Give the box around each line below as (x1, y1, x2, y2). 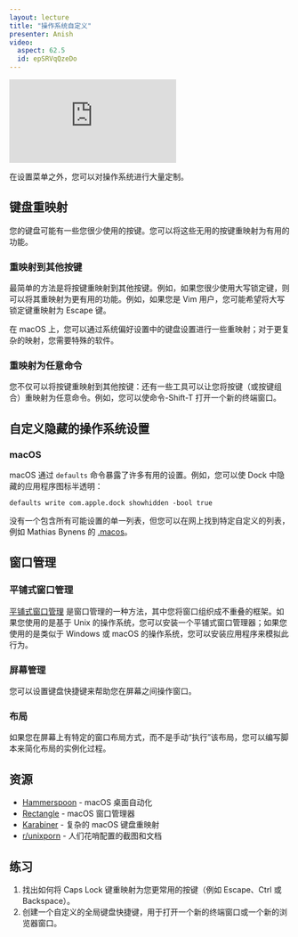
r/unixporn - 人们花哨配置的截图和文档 (21, 830, 163, 842)
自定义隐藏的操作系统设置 (9, 420, 149, 436)
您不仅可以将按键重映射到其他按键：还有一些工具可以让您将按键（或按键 (9, 381, 274, 392)
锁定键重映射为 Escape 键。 (9, 305, 111, 316)
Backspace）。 (21, 896, 76, 906)
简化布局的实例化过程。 (24, 743, 111, 754)
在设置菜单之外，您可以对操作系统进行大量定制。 (9, 171, 189, 182)
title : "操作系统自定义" (9, 21, 92, 30)
